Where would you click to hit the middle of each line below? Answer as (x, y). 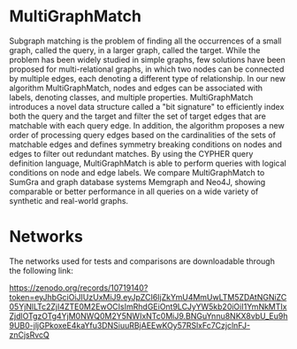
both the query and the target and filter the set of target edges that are (138, 116)
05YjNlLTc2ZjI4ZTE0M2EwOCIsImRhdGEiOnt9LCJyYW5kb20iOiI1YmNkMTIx (148, 306)
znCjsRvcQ (30, 335)
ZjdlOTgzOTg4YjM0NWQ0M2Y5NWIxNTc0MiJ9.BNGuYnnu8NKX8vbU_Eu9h (148, 315)
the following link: (41, 270)
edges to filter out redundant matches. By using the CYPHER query (131, 153)
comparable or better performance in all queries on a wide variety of (134, 191)
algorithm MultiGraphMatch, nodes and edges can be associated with (136, 88)
